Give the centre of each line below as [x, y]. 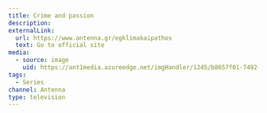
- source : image [42, 60]
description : [30, 23]
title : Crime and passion [51, 16]
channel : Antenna [37, 90]
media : [19, 53]
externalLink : [32, 30]
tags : [17, 75]
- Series [30, 82]
